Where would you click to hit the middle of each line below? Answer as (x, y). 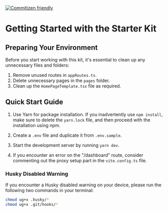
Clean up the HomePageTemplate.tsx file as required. (67, 86)
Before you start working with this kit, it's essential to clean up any (75, 60)
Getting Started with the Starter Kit (81, 29)
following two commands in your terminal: (49, 190)
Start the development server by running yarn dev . (66, 145)
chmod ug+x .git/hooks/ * (32, 204)
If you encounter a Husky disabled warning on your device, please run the (83, 185)
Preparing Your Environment (52, 47)
